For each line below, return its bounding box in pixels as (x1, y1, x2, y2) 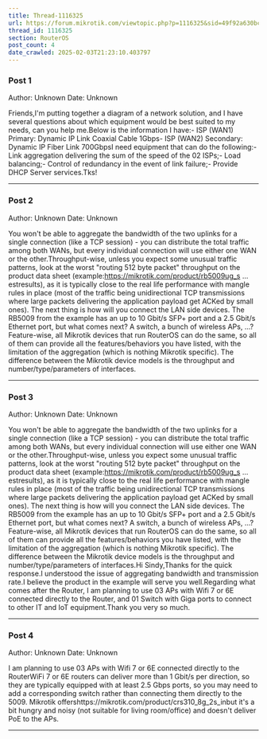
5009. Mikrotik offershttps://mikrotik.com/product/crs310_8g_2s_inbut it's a (8, 698, 255, 707)
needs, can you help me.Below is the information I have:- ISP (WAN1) (8, 125, 234, 135)
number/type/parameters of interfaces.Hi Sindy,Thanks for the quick (8, 560, 233, 569)
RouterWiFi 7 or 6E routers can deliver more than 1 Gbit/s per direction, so (8, 672, 250, 682)
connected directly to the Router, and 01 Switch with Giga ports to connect (8, 594, 252, 604)
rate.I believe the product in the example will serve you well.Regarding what (8, 577, 256, 586)
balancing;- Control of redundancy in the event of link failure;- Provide (8, 159, 238, 169)
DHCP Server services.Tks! (8, 168, 98, 178)
